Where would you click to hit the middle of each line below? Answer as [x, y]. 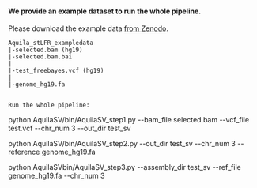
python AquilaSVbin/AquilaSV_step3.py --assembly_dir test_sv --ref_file [125, 167]
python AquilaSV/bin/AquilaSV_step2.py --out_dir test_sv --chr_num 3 [122, 144]
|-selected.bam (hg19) [45, 50]
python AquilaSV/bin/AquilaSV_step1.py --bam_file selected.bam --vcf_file [129, 120]
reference [24, 152]
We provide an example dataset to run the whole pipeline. [105, 11]
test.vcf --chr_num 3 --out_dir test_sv [70, 128]
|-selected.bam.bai [40, 57]
